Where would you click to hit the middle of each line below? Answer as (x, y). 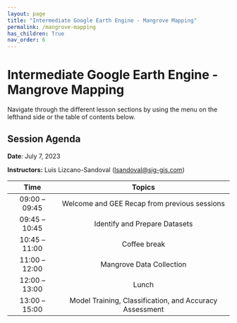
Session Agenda (44, 139)
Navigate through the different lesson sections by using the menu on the (113, 109)
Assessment (144, 309)
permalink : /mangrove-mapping (52, 27)
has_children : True (36, 33)
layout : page (26, 14)
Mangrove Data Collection (144, 264)
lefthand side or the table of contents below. (71, 117)
